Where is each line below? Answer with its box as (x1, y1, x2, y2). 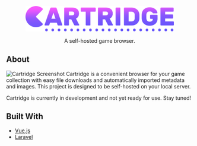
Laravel (14, 134, 33, 141)
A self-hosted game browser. (64, 37, 135, 44)
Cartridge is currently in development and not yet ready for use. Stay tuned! (6, 94, 192, 101)
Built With (6, 111, 43, 121)
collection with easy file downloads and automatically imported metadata (6, 77, 185, 84)
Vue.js (14, 127, 31, 134)
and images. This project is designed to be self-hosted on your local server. (6, 82, 191, 90)
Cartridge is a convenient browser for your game (66, 70, 185, 77)
